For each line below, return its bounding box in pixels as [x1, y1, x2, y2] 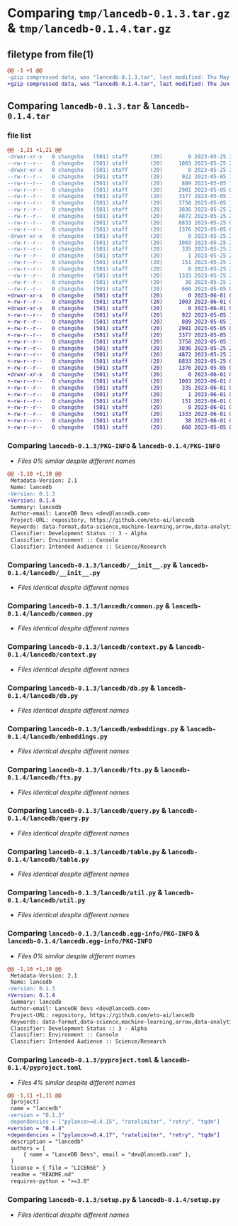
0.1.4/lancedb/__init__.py [7, 569, 101, 576]
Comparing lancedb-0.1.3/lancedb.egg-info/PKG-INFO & [7, 929, 200, 938]
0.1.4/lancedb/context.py [7, 651, 97, 659]
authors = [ [10, 1144, 46, 1151]
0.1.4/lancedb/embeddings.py [7, 733, 108, 740]
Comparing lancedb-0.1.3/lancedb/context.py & [7, 642, 174, 652]
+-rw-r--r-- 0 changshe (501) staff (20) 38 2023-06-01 [7, 417, 227, 425]
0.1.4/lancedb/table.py [7, 855, 90, 863]
